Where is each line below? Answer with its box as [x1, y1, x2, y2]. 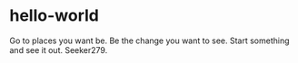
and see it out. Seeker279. [9, 44, 108, 55]
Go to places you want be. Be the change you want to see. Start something [9, 35, 290, 46]
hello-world [9, 5, 100, 26]
